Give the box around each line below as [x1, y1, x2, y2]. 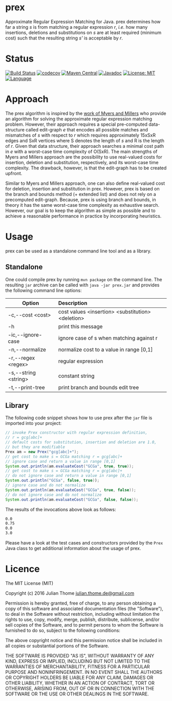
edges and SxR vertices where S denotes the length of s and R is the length [5, 138, 165, 144]
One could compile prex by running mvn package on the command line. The [5, 276, 162, 282]
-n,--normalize [8, 346, 46, 353]
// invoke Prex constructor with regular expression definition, [5, 430, 147, 435]
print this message [58, 323, 103, 330]
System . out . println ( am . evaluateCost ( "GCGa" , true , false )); [5, 487, 137, 493]
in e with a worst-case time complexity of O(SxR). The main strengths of [5, 148, 158, 154]
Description [58, 299, 88, 306]
